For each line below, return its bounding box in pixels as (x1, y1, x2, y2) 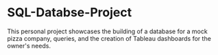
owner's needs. (7, 41, 51, 50)
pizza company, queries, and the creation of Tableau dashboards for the (7, 34, 211, 42)
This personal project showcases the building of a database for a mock (7, 27, 208, 35)
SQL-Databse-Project (7, 5, 132, 20)
